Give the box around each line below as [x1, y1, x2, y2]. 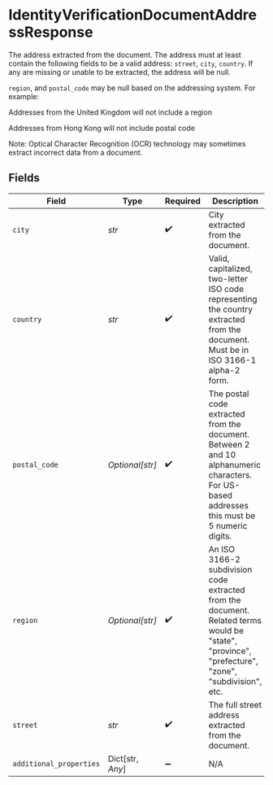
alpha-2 [208, 364, 240, 376]
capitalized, [208, 263, 253, 274]
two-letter [208, 273, 249, 284]
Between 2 [208, 438, 250, 450]
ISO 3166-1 [208, 354, 257, 365]
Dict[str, [107, 752, 139, 764]
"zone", [208, 665, 237, 677]
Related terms [208, 614, 262, 626]
